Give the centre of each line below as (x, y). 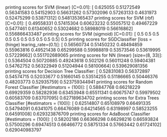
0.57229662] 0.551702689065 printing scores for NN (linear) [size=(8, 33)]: (84, 55)
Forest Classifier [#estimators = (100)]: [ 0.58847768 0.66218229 (73, 87)
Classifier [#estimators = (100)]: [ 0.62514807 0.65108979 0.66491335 (78, 103)
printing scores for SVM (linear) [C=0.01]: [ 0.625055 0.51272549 (73, 7)
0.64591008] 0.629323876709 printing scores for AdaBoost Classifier (78, 114)
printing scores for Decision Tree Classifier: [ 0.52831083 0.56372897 (77, 71)
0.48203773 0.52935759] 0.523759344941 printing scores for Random (79, 82)
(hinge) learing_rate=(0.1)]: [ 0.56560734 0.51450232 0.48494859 (74, 44)
